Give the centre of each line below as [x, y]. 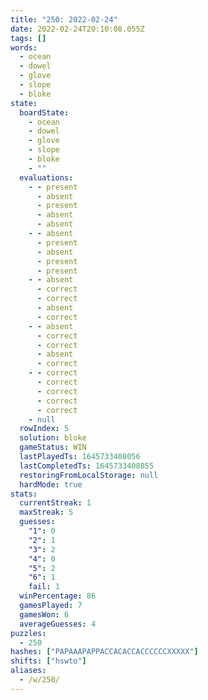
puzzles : [28, 633]
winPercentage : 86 [58, 596]
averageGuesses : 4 [58, 624]
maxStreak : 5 [46, 512]
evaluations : [46, 177]
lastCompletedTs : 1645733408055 [87, 466]
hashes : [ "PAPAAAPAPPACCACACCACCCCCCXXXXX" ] [104, 652]
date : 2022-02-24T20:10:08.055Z [77, 29]
